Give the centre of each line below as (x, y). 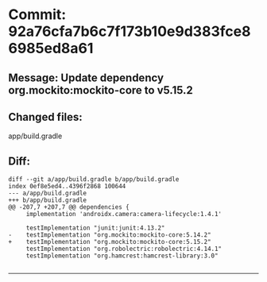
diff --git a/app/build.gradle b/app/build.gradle (94, 180)
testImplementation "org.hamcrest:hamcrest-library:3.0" (122, 256)
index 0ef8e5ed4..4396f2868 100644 (67, 187)
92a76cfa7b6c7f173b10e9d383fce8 (130, 31)
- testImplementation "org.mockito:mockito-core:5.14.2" (110, 235)
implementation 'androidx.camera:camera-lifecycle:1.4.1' (124, 214)
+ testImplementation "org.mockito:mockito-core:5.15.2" (110, 242)
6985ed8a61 (51, 48)
